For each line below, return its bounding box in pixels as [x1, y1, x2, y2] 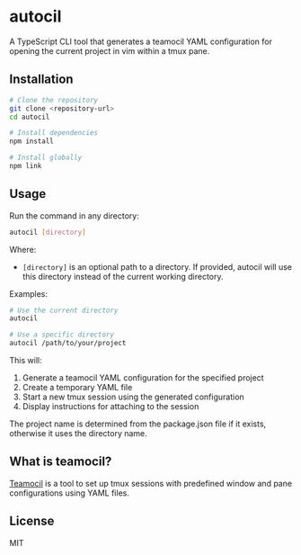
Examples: [9, 288, 48, 299]
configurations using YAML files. [9, 488, 130, 498]
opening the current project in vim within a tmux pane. [9, 45, 210, 56]
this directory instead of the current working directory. [22, 271, 224, 282]
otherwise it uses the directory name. [9, 428, 148, 439]
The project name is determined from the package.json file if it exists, [9, 418, 267, 429]
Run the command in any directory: [9, 210, 139, 221]
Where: [9, 244, 37, 255]
